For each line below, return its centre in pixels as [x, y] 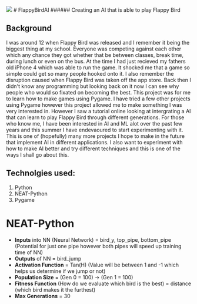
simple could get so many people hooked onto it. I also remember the [90, 73]
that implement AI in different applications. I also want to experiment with [94, 142]
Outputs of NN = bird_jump [48, 258]
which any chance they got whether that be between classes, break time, [95, 55]
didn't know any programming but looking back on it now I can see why [93, 86]
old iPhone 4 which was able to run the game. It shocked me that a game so [98, 67]
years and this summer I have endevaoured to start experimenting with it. [95, 130]
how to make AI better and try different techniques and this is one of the [93, 148]
